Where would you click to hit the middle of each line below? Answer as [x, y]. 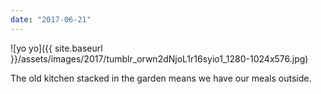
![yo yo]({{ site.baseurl [56, 48]
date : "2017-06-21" [51, 19]
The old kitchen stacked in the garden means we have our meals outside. [161, 78]
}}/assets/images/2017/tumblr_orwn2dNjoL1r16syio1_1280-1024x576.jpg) [159, 58]
